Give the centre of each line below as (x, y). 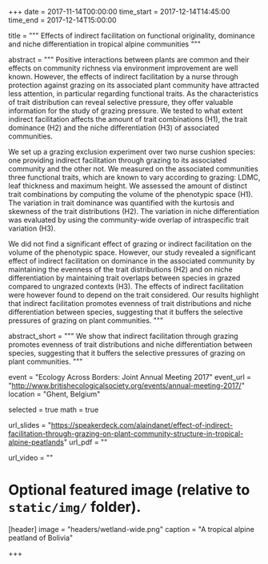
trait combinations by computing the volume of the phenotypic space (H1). (131, 194)
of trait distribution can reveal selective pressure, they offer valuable (121, 102)
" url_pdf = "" (86, 442)
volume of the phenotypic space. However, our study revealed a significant (132, 252)
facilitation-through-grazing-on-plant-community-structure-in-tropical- (126, 433)
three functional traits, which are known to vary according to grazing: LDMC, (134, 177)
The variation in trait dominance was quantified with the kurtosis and (121, 203)
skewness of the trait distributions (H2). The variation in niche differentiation (134, 211)
